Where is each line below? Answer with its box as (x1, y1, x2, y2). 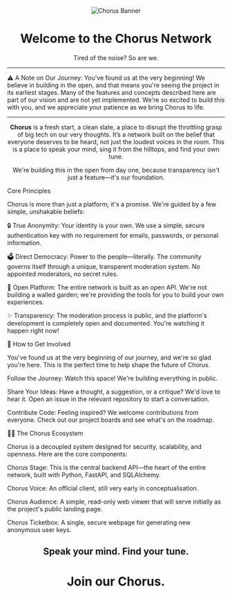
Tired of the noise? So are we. (73, 53, 159, 62)
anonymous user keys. (7, 525, 72, 533)
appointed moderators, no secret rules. (7, 269, 119, 278)
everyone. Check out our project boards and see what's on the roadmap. (7, 416, 215, 424)
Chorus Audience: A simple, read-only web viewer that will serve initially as (7, 497, 222, 506)
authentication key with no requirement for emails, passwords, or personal (7, 231, 219, 239)
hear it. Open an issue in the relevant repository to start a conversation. (7, 395, 210, 403)
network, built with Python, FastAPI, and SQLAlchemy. (7, 470, 161, 479)
